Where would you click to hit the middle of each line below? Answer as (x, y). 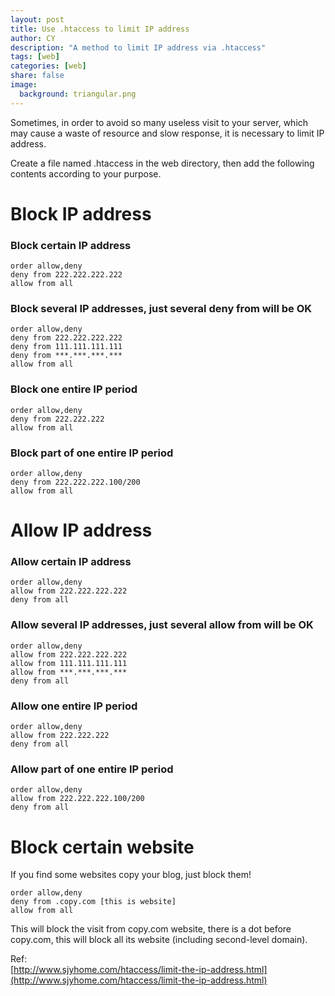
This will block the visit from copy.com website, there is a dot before (151, 929)
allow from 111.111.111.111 (69, 663)
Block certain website (102, 847)
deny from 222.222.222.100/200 (75, 482)
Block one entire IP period (74, 389)
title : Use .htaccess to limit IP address (100, 29)
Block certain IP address (71, 245)
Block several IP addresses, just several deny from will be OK (161, 309)
